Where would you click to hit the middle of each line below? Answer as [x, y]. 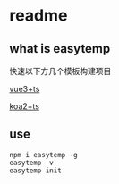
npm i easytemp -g [43, 155]
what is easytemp [60, 49]
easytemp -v [31, 163]
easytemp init [36, 171]
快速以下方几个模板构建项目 [60, 71]
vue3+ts [25, 89]
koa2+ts [25, 106]
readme [38, 16]
